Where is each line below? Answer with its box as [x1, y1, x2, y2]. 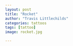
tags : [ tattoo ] [5, 25, 36, 30]
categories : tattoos [5, 20, 47, 26]
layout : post [5, 7, 32, 12]
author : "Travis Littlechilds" [5, 16, 69, 21]
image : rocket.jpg [5, 30, 42, 34]
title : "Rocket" [5, 12, 38, 16]
